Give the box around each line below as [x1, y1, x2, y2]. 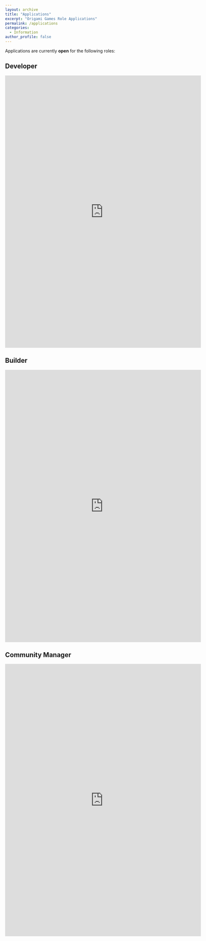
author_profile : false [5, 35, 51, 40]
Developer [5, 62, 38, 71]
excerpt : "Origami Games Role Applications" [5, 16, 97, 21]
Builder [5, 356, 28, 365]
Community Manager [5, 651, 71, 659]
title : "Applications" [5, 12, 51, 17]
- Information [9, 30, 38, 35]
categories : [5, 25, 29, 30]
